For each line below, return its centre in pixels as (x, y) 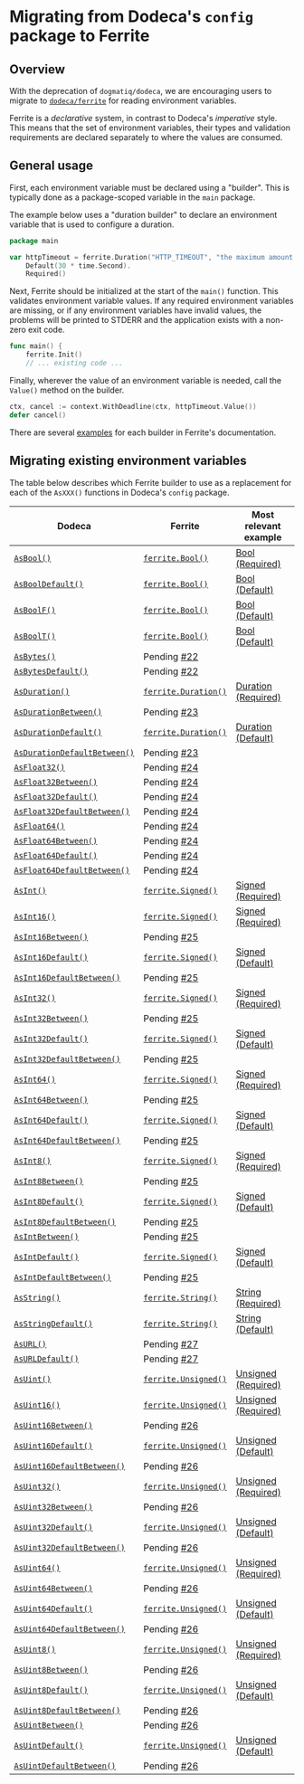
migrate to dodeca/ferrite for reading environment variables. (123, 100)
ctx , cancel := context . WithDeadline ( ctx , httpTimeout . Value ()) (133, 406)
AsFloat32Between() (56, 782)
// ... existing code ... (75, 364)
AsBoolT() (35, 636)
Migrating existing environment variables (128, 461)
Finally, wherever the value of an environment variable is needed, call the (146, 380)
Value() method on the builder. (67, 390)
